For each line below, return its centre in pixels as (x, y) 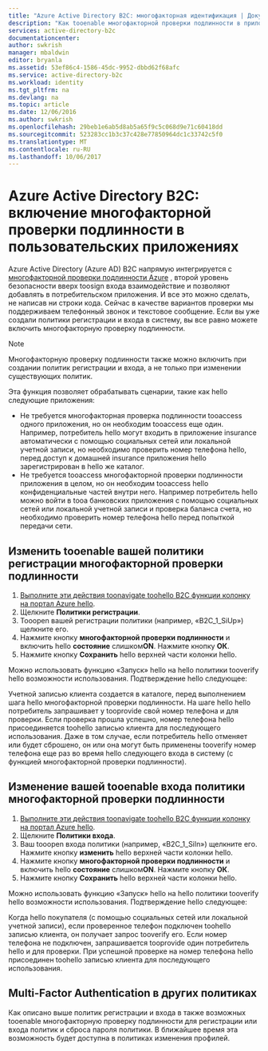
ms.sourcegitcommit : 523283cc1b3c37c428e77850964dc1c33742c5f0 (116, 134)
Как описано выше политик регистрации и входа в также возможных (127, 1012)
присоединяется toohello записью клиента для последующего (115, 728)
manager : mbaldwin (39, 53)
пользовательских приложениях (124, 247)
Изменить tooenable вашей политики (106, 551)
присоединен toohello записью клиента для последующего (109, 959)
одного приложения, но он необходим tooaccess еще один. (122, 425)
